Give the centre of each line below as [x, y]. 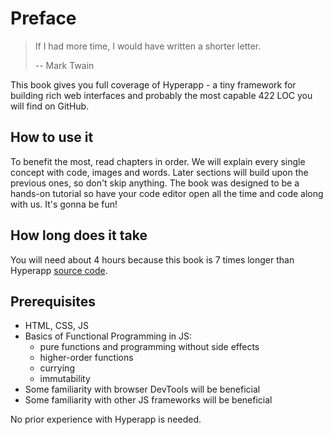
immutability [65, 379]
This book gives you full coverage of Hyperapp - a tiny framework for [153, 84]
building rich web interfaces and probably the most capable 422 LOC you [161, 95]
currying [57, 368]
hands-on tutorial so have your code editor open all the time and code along [167, 193]
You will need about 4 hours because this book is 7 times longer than [152, 259]
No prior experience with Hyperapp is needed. [106, 419]
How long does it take [79, 235]
